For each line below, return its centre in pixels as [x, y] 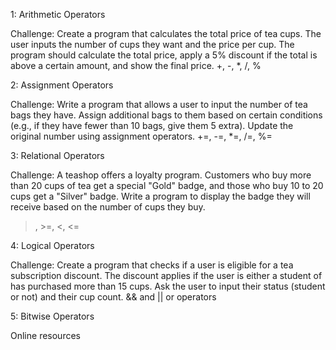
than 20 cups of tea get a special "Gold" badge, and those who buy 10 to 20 [167, 185]
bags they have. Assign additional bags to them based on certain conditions [166, 115]
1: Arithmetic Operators [58, 14]
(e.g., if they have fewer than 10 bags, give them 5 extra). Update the [152, 125]
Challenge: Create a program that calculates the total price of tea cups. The [166, 33]
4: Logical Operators [52, 245]
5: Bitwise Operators [52, 316]
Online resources [45, 335]
